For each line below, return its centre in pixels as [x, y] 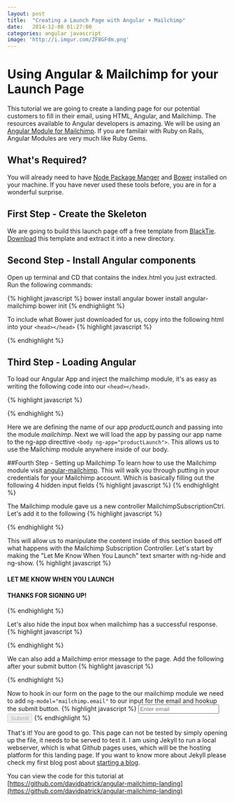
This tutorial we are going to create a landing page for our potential [104, 108]
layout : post [26, 14]
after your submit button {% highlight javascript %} [80, 666]
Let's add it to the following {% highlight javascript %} [85, 514]
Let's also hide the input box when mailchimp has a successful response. [112, 624]
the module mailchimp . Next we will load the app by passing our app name [115, 435]
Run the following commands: [50, 285]
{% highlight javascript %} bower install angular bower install [95, 298]
